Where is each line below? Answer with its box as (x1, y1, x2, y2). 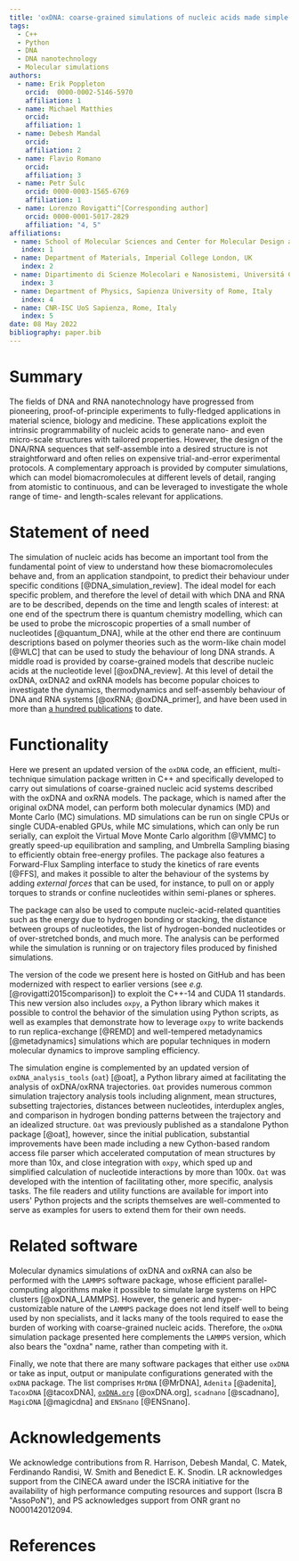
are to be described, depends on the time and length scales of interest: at (9, 599, 279, 609)
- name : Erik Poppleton (17, 79, 105, 88)
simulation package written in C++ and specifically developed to (47, 773, 284, 784)
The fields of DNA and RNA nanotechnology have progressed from (9, 396, 255, 407)
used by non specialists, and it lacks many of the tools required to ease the (9, 1312, 284, 1323)
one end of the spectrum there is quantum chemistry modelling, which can (9, 608, 283, 619)
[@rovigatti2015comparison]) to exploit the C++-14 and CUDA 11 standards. (9, 987, 287, 999)
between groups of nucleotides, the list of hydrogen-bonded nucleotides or (9, 923, 287, 934)
